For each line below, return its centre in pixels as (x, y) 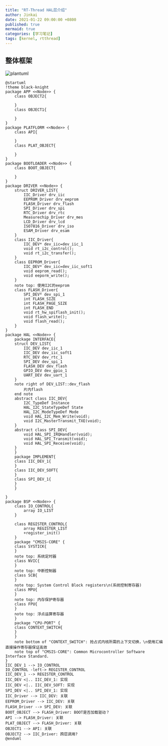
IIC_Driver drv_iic (44, 195)
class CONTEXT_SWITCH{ (39, 627)
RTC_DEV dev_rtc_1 (43, 357)
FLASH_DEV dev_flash (45, 366)
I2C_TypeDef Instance (47, 403)
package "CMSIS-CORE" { (40, 542)
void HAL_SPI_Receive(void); (55, 443)
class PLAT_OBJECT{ (35, 146)
